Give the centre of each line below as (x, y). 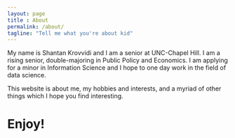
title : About (28, 20)
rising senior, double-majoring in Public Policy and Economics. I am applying (117, 61)
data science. (27, 75)
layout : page (26, 14)
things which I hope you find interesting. (66, 96)
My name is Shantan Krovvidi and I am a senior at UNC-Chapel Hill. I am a (114, 53)
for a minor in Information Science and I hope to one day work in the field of (117, 68)
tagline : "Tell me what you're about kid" (70, 33)
